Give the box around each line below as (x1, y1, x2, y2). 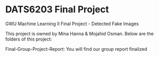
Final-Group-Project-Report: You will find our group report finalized (5, 46, 147, 52)
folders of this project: (5, 36, 52, 42)
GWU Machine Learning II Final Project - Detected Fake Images (5, 21, 139, 27)
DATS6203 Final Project (5, 4, 109, 15)
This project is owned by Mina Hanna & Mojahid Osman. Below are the (5, 30, 154, 36)
